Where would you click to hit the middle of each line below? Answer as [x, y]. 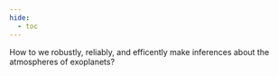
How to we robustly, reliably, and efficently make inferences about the [139, 52]
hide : [19, 18]
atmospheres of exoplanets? [62, 62]
